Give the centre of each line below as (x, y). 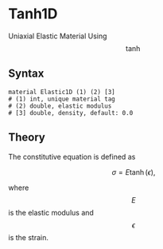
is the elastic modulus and (51, 212)
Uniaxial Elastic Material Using (58, 36)
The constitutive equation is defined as (72, 156)
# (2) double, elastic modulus (60, 106)
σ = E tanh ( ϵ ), (134, 172)
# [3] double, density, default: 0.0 (71, 113)
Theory (27, 138)
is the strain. (29, 237)
